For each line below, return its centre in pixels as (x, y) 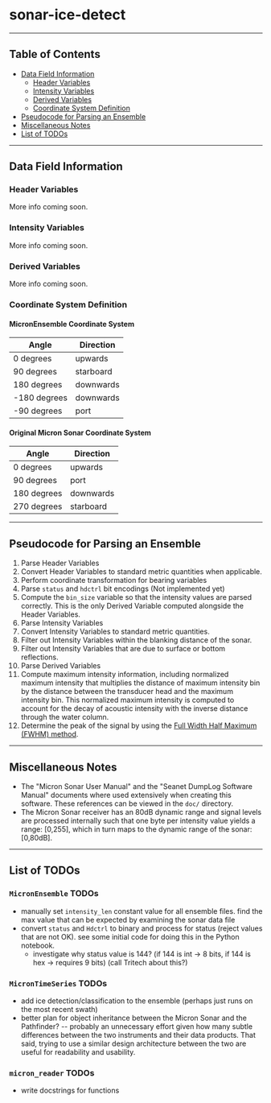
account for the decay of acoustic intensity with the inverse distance (134, 708)
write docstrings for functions (70, 1091)
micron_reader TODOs (52, 1072)
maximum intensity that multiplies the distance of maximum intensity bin (140, 683)
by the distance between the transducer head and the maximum (127, 692)
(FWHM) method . (49, 734)
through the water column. (65, 717)
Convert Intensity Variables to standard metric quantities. (115, 632)
